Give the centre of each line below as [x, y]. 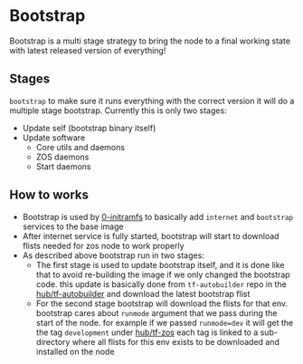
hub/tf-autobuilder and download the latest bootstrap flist [143, 293]
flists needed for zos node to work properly [103, 245]
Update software [54, 138]
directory [53, 341]
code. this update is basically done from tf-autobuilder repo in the [161, 284]
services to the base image [73, 226]
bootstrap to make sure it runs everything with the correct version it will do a [152, 101]
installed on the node [75, 351]
